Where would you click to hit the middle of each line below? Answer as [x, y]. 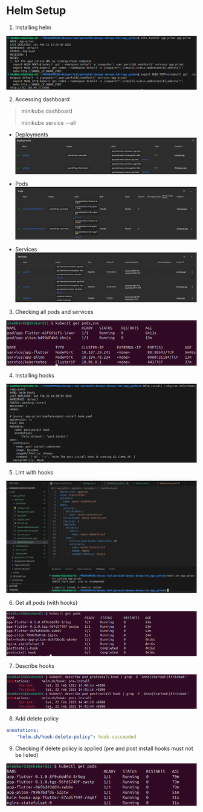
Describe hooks [35, 666]
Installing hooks [34, 375]
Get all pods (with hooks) [46, 603]
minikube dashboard [47, 111]
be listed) [27, 754]
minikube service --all [48, 123]
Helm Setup [36, 11]
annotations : [23, 731]
